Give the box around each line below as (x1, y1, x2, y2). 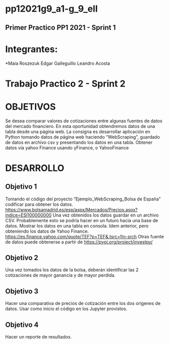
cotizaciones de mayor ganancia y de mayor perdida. (5, 272, 116, 278)
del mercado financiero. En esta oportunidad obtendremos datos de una (5, 123, 155, 129)
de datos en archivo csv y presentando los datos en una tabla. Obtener (5, 139, 153, 145)
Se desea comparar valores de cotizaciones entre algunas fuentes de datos (5, 117, 162, 124)
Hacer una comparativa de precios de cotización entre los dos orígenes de (5, 300, 161, 307)
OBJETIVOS (5, 101, 56, 112)
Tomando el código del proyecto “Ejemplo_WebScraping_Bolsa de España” (5, 196, 161, 202)
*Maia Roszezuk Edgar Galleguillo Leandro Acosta (5, 60, 110, 66)
